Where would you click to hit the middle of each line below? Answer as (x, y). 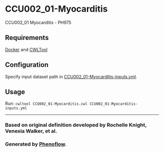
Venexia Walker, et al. (31, 131)
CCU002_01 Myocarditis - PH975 (38, 22)
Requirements (27, 38)
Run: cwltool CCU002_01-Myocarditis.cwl (46, 104)
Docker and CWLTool (26, 49)
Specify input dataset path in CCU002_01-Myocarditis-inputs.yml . (71, 76)
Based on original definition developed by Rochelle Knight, (76, 125)
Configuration (27, 65)
